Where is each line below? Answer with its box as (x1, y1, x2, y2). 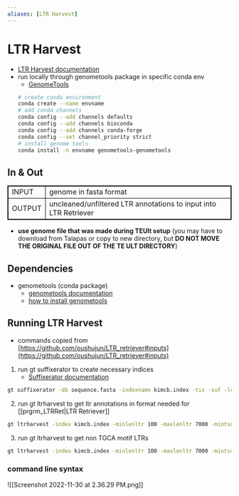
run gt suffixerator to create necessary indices (17, 365, 154, 373)
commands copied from (17, 336, 88, 344)
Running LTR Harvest (7, 317, 103, 329)
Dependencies (7, 262, 73, 274)
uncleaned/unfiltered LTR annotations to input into (48, 199, 217, 209)
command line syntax (7, 464, 84, 474)
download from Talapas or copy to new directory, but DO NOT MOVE (17, 234, 221, 243)
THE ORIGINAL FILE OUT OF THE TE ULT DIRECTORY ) (17, 242, 178, 250)
